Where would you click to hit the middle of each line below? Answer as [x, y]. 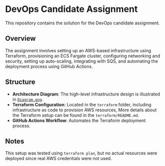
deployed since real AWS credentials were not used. [59, 159]
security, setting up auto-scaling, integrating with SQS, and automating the [82, 61]
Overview [21, 39]
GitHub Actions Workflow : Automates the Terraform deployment [79, 120]
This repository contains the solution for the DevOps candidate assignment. [82, 23]
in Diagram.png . [28, 99]
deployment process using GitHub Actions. [49, 66]
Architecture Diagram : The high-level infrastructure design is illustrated [86, 94]
